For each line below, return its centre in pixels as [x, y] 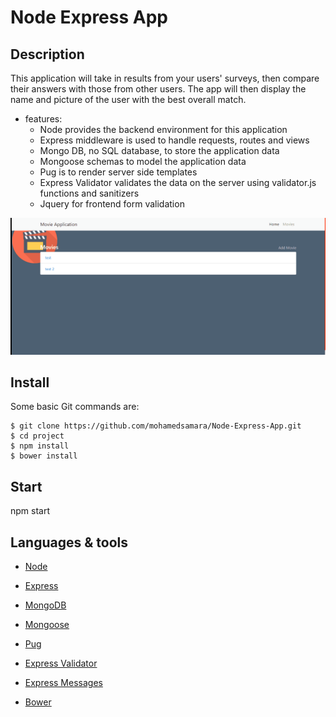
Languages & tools [69, 542]
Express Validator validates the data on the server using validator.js [178, 182]
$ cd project [37, 436]
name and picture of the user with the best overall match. [128, 99]
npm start [30, 511]
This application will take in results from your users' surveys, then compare [165, 78]
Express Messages [63, 682]
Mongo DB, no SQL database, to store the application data [159, 150]
